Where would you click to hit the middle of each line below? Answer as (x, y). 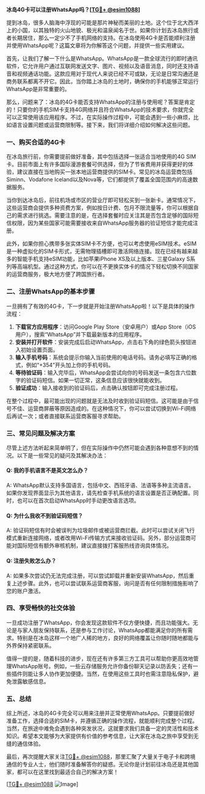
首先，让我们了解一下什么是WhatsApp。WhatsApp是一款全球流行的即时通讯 (102, 58)
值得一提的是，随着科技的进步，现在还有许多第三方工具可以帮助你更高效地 (100, 658)
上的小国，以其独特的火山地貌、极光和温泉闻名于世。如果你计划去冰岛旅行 (100, 30)
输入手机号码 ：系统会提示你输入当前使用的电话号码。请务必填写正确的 (103, 357)
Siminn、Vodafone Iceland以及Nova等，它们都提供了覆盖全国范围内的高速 (100, 180)
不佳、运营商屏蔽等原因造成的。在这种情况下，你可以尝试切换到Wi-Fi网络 (104, 408)
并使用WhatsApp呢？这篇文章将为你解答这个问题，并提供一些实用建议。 (97, 46)
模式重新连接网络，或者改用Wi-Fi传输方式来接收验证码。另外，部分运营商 (99, 538)
